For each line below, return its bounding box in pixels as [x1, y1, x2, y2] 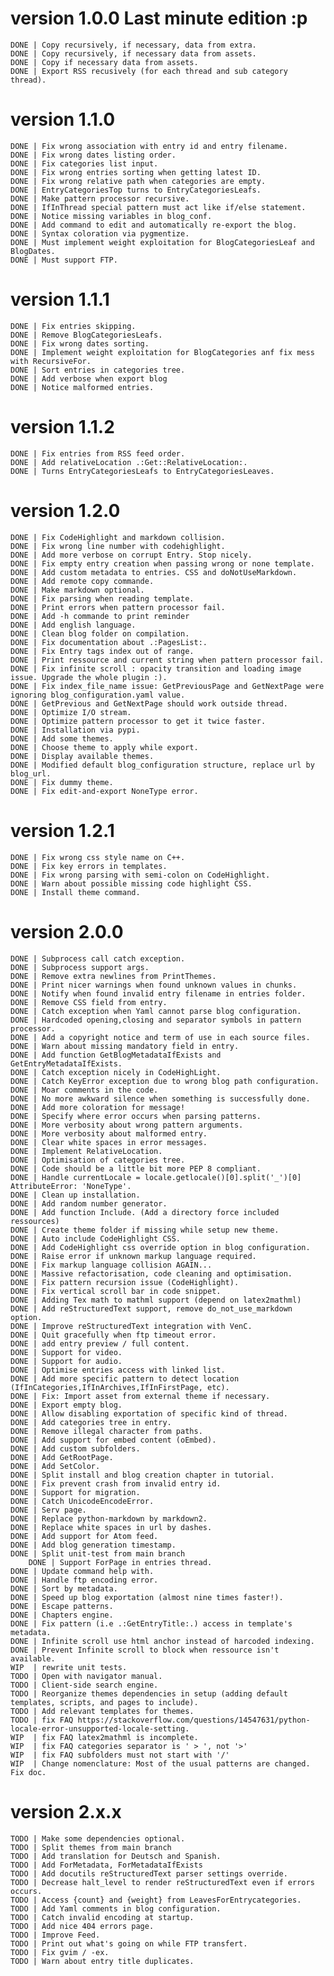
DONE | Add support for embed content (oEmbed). [10, 1435, 217, 1445]
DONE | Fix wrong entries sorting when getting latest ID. [10, 167, 262, 177]
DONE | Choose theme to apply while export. [10, 742, 199, 752]
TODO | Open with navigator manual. [10, 1671, 163, 1681]
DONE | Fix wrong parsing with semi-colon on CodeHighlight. [10, 870, 271, 880]
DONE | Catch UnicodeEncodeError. [10, 1496, 155, 1506]
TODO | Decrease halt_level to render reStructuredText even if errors [10, 1877, 315, 1887]
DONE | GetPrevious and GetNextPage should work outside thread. [10, 698, 288, 709]
